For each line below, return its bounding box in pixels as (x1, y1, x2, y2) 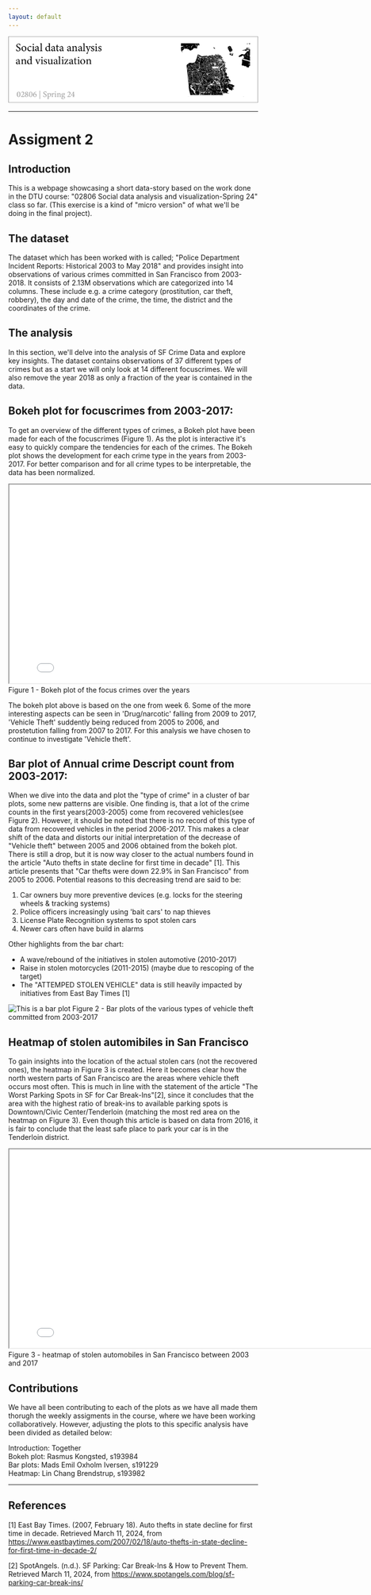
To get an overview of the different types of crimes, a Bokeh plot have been (8, 425, 255, 434)
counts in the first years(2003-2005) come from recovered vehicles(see (8, 807, 244, 817)
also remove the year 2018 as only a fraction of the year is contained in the (8, 373, 252, 382)
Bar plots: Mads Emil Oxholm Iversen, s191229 (8, 1460, 159, 1469)
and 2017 (8, 1358, 38, 1368)
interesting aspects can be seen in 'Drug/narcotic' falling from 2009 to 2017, (8, 709, 257, 718)
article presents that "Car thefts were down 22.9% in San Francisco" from (8, 867, 250, 876)
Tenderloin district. (8, 1133, 70, 1142)
